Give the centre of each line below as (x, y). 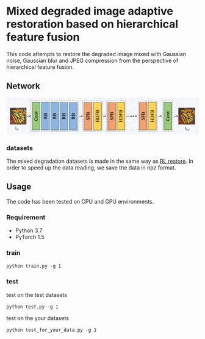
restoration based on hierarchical (92, 24)
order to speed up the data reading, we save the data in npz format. (91, 168)
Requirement (26, 217)
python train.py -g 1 (34, 266)
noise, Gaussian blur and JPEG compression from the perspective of (92, 60)
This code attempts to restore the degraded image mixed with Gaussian (96, 54)
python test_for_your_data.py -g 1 (52, 330)
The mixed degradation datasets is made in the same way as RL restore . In (100, 161)
